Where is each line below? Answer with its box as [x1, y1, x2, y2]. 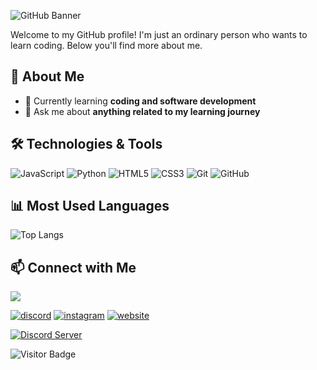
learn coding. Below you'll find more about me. [10, 40, 203, 51]
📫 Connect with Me [10, 259, 137, 276]
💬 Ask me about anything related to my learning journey [24, 105, 261, 117]
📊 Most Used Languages [10, 198, 170, 215]
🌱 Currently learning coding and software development [24, 95, 257, 107]
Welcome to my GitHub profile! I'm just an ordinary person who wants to [10, 29, 308, 40]
